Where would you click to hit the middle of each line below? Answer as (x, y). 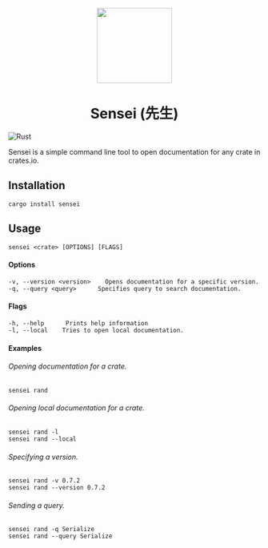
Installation (37, 185)
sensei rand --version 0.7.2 (57, 488)
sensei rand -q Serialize (51, 530)
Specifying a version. (43, 457)
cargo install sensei (44, 204)
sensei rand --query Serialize (60, 536)
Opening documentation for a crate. (68, 366)
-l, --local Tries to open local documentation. (96, 330)
